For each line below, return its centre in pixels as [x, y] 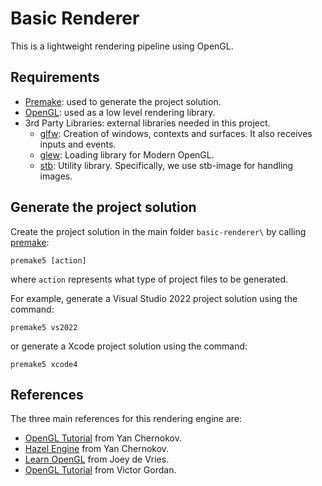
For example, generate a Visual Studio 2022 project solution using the [154, 298]
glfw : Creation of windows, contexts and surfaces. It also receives [176, 133]
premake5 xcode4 [44, 364]
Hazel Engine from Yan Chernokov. [97, 449]
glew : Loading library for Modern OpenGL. [127, 154]
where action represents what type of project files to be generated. [149, 279]
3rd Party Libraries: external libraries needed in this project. [147, 123]
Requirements [55, 77]
